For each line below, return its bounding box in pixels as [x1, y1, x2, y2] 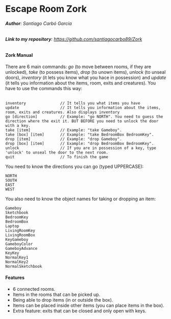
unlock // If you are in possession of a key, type [5, 145, 157, 151]
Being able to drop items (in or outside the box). [12, 296, 113, 303]
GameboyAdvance [5, 246, 38, 251]
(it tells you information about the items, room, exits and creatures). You [5, 80, 156, 86]
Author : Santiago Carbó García [5, 20, 72, 26]
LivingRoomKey [5, 228, 36, 233]
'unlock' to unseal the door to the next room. [5, 150, 109, 155]
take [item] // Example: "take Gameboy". [5, 127, 123, 133]
